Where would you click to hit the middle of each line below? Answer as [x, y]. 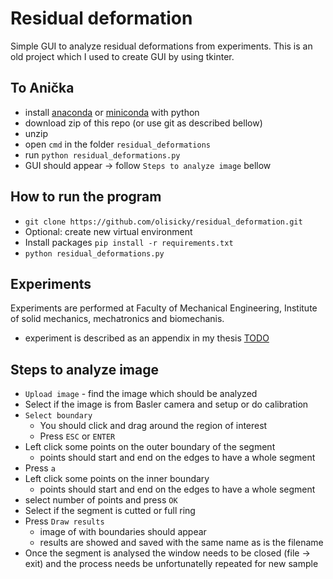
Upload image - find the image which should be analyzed [141, 394]
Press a [40, 468]
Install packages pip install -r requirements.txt [129, 242]
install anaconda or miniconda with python [112, 112]
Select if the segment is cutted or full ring [110, 511]
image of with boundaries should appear [123, 532]
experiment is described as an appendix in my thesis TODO [147, 338]
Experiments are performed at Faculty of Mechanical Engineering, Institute [164, 308]
